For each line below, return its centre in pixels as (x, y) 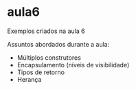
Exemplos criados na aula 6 (46, 31)
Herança (29, 79)
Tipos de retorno (41, 72)
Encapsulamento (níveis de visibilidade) (73, 65)
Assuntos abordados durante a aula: (58, 44)
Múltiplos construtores (49, 57)
